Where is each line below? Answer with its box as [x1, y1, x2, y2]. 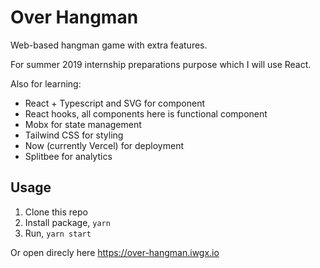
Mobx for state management [24, 118, 142, 130]
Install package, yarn [24, 216, 111, 228]
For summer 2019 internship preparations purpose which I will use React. [10, 58, 312, 70]
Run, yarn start [24, 227, 92, 239]
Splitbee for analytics [24, 150, 113, 162]
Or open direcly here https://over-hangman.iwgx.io [10, 246, 220, 258]
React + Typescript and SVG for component [24, 97, 205, 109]
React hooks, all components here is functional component [24, 107, 268, 120]
